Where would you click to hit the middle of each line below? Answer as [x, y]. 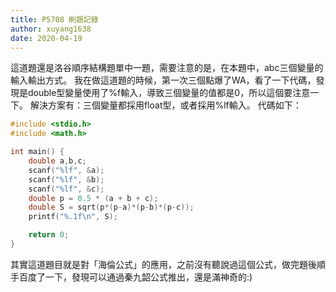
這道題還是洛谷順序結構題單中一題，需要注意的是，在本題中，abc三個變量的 [167, 68]
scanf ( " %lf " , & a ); [66, 170]
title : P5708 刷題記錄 [54, 19]
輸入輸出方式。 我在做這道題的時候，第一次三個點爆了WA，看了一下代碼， [163, 80]
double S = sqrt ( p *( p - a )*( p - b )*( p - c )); [111, 207]
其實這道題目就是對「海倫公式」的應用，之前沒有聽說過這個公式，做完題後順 [168, 264]
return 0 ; [49, 235]
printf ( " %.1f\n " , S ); [73, 217]
